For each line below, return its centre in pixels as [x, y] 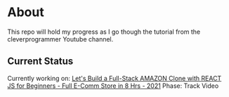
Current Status [40, 62]
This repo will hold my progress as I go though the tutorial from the [104, 32]
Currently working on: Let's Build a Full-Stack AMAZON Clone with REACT [115, 78]
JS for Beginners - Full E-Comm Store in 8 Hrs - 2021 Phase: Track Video [113, 86]
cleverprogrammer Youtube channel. [60, 39]
